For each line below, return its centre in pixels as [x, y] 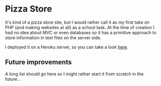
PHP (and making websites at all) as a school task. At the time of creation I [80, 27]
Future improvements [39, 62]
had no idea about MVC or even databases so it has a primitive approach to [81, 32]
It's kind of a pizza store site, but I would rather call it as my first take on [77, 22]
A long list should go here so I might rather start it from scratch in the [74, 74]
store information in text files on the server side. [53, 38]
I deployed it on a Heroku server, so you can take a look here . [67, 47]
